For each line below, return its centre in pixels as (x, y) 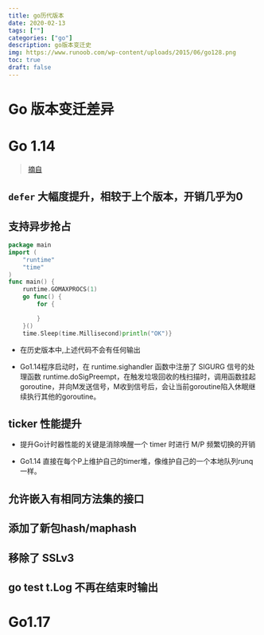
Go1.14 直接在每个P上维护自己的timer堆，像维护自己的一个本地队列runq (136, 462)
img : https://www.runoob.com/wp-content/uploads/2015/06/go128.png (122, 53)
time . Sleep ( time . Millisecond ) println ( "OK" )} (97, 333)
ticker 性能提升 (45, 424)
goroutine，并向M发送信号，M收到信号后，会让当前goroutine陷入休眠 (134, 386)
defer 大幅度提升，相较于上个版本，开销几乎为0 (126, 197)
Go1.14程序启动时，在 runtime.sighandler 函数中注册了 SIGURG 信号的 (134, 366)
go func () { (42, 297)
